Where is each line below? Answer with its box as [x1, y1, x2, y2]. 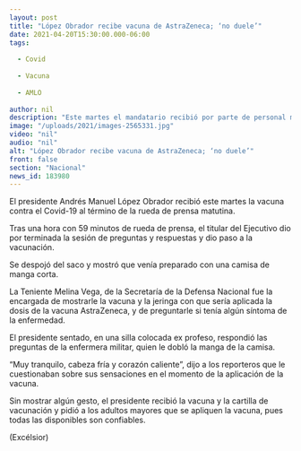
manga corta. [9, 269, 59, 280]
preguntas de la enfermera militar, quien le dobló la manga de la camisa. [9, 342, 276, 352]
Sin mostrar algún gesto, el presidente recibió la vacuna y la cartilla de [9, 395, 269, 406]
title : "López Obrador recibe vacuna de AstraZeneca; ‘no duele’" [9, 22, 262, 30]
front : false [9, 154, 58, 164]
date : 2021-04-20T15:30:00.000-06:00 [9, 30, 150, 39]
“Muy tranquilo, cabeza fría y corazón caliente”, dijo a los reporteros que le [9, 360, 286, 370]
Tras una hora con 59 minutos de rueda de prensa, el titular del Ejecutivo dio [9, 223, 291, 234]
